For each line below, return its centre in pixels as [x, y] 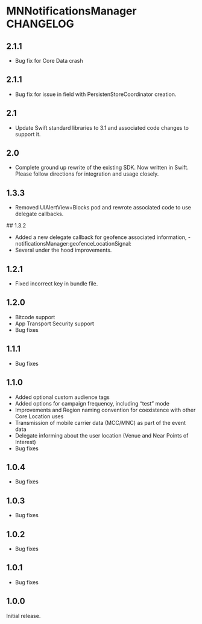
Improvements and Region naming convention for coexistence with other [105, 410]
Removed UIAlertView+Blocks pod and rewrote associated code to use [103, 208]
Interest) [25, 442]
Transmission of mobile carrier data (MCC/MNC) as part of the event [100, 422]
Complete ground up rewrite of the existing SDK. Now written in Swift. [102, 168]
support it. [28, 134]
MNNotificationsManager [71, 11]
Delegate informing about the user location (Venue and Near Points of [102, 435]
